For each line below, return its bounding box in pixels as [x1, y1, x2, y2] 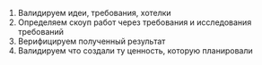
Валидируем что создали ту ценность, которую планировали [17, 45, 253, 56]
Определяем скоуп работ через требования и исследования [17, 17, 252, 28]
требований [17, 27, 65, 37]
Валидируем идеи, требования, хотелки [17, 8, 172, 18]
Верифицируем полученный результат [17, 36, 166, 46]
